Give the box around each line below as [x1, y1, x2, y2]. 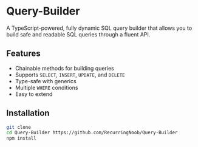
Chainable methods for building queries [15, 64, 114, 72]
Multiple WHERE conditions [15, 84, 78, 91]
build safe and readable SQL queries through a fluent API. [6, 30, 151, 38]
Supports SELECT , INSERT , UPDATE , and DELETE [15, 71, 126, 78]
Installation [6, 108, 50, 118]
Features [6, 49, 41, 59]
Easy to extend [15, 90, 53, 98]
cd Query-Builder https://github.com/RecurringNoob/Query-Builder [6, 129, 178, 136]
